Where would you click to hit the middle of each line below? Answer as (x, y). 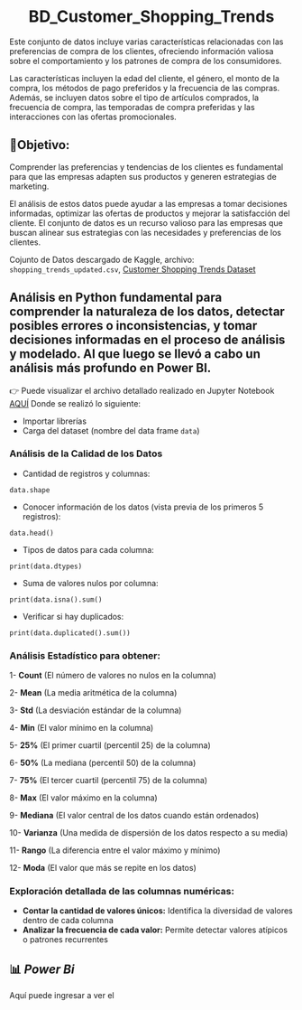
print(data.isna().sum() (56, 599)
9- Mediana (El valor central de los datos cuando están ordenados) (134, 816)
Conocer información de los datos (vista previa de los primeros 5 (143, 507)
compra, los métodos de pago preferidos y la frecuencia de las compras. (145, 88)
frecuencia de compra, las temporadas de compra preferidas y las (132, 107)
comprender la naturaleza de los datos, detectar (147, 312)
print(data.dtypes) (46, 566)
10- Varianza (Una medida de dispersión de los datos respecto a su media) (149, 833)
